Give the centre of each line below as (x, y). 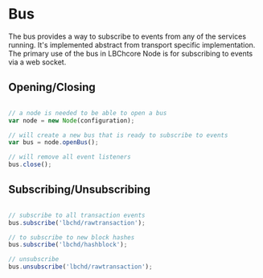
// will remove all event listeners (70, 157)
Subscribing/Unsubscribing (80, 190)
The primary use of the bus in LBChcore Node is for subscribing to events (131, 53)
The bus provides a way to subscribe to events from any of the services (127, 36)
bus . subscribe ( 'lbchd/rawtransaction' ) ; (77, 222)
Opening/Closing (52, 87)
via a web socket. (37, 62)
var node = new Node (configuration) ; (72, 120)
